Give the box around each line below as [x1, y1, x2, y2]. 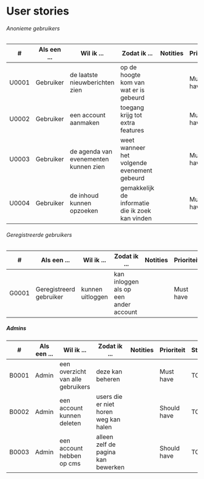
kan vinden [120, 214, 152, 223]
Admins [6, 325, 27, 332]
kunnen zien [69, 163, 105, 171]
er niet [96, 399, 115, 408]
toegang [120, 103, 144, 112]
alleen [96, 432, 114, 441]
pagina [96, 447, 116, 456]
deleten [59, 419, 81, 427]
